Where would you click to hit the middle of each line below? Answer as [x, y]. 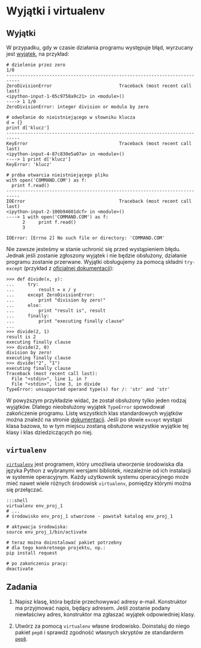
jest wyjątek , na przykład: [38, 54]
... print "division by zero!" [56, 300]
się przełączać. [25, 489]
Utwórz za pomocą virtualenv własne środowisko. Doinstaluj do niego [102, 626]
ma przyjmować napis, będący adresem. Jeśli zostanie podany [93, 608]
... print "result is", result [56, 311]
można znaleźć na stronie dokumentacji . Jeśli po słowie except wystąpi [94, 420]
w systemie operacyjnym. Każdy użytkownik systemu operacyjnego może [97, 477]
